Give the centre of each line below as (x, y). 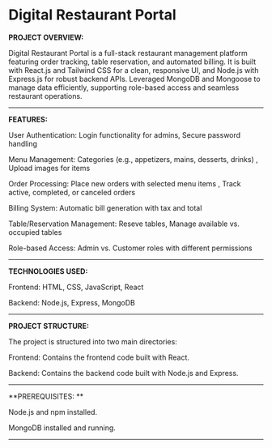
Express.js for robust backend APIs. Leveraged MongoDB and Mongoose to (134, 79)
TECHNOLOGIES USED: (48, 271)
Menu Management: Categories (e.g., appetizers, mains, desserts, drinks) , (133, 159)
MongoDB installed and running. (62, 428)
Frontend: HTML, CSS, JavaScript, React (76, 287)
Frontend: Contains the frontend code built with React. (99, 357)
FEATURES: (28, 119)
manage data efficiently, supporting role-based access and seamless (124, 87)
